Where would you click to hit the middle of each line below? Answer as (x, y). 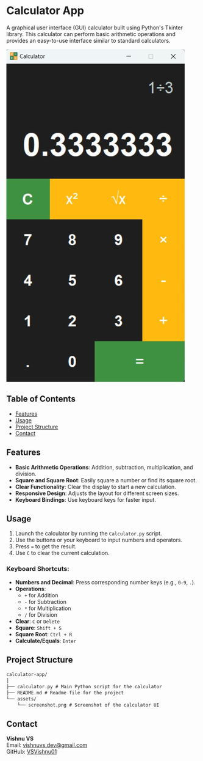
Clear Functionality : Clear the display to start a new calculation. (96, 487)
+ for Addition (41, 595)
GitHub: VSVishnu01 (32, 752)
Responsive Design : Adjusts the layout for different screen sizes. (97, 493)
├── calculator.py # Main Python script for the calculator (84, 687)
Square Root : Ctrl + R (44, 634)
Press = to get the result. (46, 546)
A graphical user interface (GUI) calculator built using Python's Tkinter (94, 28)
